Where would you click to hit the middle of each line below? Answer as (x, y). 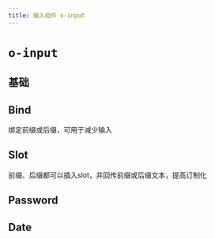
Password (33, 201)
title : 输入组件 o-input (47, 15)
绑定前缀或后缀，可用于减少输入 (60, 130)
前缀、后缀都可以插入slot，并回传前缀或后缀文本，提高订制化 (107, 175)
